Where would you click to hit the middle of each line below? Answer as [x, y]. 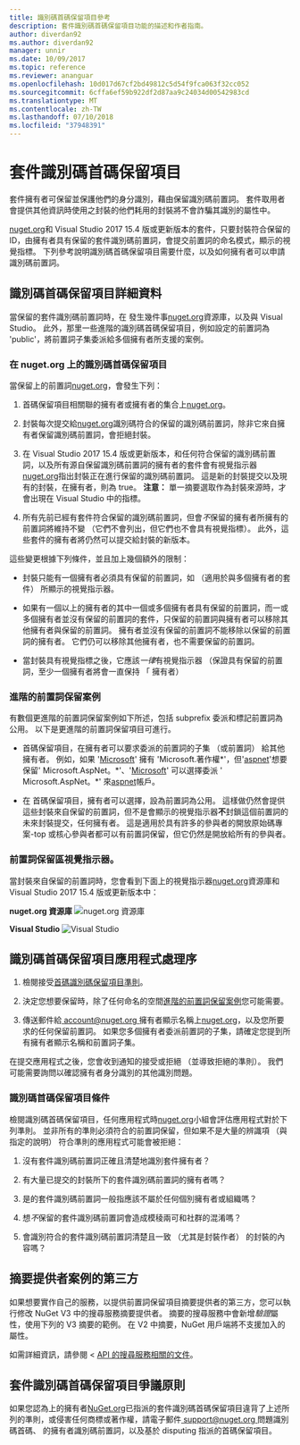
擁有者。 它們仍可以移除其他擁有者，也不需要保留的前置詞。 [149, 642]
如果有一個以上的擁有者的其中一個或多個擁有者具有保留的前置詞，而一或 [155, 608]
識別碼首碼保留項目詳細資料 [86, 294]
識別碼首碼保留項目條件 [59, 1098]
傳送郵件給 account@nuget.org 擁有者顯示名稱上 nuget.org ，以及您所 [149, 1021]
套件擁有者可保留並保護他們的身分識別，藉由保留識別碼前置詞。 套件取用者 [147, 198]
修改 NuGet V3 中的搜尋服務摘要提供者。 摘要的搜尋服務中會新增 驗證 [144, 1313]
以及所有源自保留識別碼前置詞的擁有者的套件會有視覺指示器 [147, 465]
